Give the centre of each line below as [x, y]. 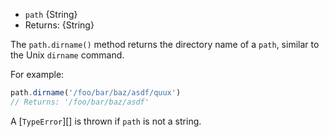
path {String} [51, 14]
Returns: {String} [59, 25]
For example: [37, 74]
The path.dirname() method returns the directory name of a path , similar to [165, 44]
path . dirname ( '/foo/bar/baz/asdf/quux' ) [96, 93]
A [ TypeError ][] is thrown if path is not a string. [106, 121]
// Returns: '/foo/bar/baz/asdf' [80, 102]
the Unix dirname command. [67, 55]
